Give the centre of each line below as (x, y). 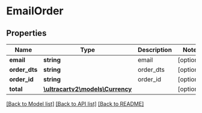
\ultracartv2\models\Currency (87, 89)
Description (155, 50)
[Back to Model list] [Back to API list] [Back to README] (75, 104)
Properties (26, 33)
